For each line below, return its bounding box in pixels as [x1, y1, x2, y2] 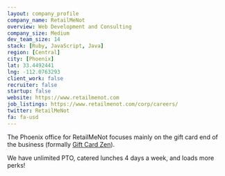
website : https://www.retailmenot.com [7, 95, 119, 102]
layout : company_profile [7, 10, 79, 17]
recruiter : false [7, 81, 58, 88]
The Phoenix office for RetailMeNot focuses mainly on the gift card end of [7, 133, 219, 141]
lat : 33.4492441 [7, 62, 54, 69]
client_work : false [7, 74, 64, 82]
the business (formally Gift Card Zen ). [7, 140, 115, 148]
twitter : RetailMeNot [7, 107, 70, 114]
